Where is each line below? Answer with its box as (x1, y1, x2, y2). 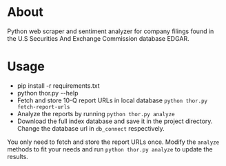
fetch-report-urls (17, 103, 70, 111)
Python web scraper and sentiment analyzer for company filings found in (7, 27, 214, 35)
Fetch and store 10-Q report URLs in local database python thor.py (17, 96, 208, 104)
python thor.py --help (17, 89, 79, 97)
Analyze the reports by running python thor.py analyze (17, 109, 175, 118)
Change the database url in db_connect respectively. (17, 124, 165, 132)
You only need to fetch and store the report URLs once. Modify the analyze (7, 138, 220, 146)
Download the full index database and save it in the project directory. (17, 117, 213, 125)
